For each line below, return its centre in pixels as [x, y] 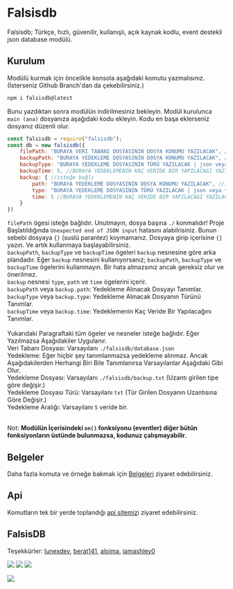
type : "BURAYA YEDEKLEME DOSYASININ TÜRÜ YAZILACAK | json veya [127, 190]
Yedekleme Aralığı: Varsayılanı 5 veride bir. [68, 407]
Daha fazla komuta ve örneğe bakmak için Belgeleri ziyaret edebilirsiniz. [110, 474]
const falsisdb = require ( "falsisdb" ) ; [65, 139]
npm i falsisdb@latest [40, 98]
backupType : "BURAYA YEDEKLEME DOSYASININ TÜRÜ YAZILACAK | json [116, 164]
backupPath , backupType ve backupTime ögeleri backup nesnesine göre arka [112, 253]
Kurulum [26, 61]
